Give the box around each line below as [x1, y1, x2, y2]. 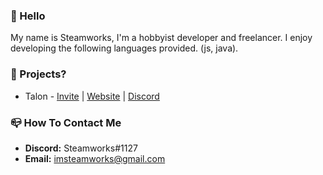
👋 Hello [10, 9, 46, 23]
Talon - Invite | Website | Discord [24, 90, 160, 102]
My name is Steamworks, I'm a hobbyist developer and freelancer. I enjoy [10, 32, 313, 44]
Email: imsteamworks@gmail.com [24, 152, 166, 164]
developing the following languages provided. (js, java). [10, 42, 239, 54]
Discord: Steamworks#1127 [24, 142, 138, 154]
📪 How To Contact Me [10, 115, 122, 129]
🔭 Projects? [10, 67, 67, 81]
